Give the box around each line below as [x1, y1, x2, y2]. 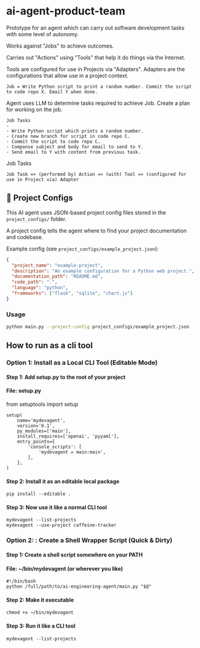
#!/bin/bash [6, 578, 36, 585]
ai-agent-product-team [6, 4, 126, 18]
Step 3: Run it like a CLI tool [6, 622, 76, 629]
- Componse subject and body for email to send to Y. [6, 143, 144, 150]
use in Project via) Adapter [6, 176, 79, 182]
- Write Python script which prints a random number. [6, 128, 144, 134]
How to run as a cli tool [6, 340, 93, 350]
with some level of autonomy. [6, 30, 79, 37]
